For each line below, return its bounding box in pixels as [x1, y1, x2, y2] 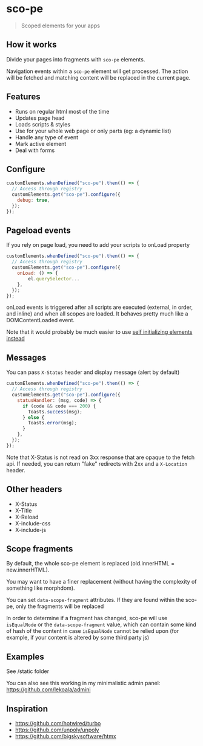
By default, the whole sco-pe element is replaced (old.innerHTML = [6, 560, 175, 567]
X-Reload [15, 513, 39, 520]
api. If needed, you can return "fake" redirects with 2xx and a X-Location [6, 460, 188, 467]
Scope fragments [6, 544, 73, 554]
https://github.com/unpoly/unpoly [15, 726, 99, 733]
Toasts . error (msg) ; [28, 420, 78, 426]
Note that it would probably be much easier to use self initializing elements [6, 328, 193, 336]
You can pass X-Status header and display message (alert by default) [6, 368, 180, 376]
